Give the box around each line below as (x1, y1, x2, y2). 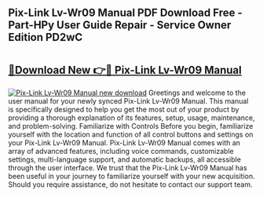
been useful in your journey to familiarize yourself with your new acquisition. (8, 172, 255, 181)
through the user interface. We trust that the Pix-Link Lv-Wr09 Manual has (8, 163, 247, 172)
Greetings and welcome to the (148, 88, 246, 97)
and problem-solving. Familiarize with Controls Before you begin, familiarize (8, 122, 254, 130)
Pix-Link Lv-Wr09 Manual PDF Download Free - (8, 6, 243, 20)
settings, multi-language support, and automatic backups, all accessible (8, 155, 242, 164)
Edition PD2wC (8, 31, 83, 44)
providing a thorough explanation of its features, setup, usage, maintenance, (8, 113, 255, 122)
